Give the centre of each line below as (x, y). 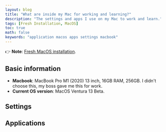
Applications (25, 123)
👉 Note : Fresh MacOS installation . (41, 51)
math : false (17, 33)
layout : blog (19, 10)
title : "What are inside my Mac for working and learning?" (68, 14)
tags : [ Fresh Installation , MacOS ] (42, 23)
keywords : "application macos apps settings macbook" (62, 37)
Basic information (33, 69)
